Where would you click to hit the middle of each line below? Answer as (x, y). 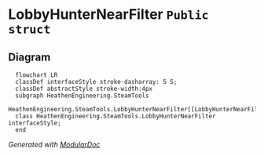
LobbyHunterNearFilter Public (109, 15)
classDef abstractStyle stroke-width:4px (84, 89)
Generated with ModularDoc (54, 144)
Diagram (29, 57)
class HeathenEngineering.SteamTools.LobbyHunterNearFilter (115, 116)
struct (29, 29)
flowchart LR (37, 75)
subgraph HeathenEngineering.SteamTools (82, 96)
